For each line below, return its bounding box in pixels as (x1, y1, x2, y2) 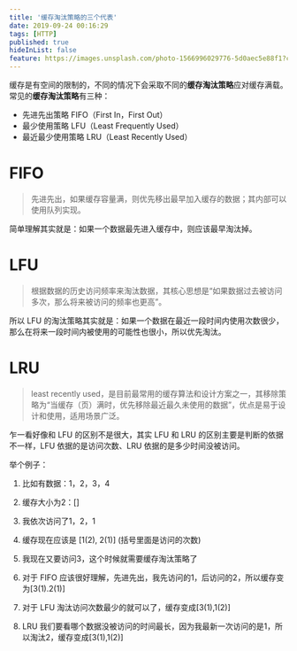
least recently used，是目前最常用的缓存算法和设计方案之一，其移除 (30, 388, 279, 399)
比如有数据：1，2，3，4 (21, 477, 110, 488)
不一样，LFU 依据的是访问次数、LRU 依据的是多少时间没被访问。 (9, 440, 245, 451)
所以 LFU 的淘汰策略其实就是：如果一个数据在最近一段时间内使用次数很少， (9, 315, 285, 326)
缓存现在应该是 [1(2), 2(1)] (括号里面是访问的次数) (21, 534, 202, 545)
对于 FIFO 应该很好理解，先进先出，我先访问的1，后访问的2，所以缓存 (21, 572, 277, 583)
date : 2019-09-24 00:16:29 (9, 21, 109, 30)
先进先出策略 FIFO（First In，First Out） (21, 110, 168, 120)
